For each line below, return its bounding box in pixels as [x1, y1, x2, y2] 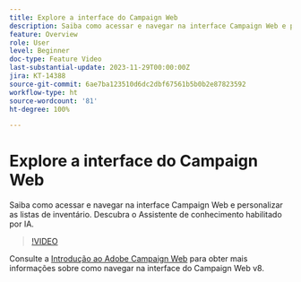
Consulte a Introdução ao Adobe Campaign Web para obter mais [9, 253, 248, 264]
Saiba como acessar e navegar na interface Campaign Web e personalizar [9, 200, 284, 210]
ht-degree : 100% [9, 105, 70, 114]
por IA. [9, 218, 34, 229]
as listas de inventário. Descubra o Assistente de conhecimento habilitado [9, 209, 282, 220]
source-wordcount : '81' [9, 96, 99, 106]
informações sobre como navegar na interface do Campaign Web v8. [9, 263, 264, 274]
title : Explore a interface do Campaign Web [9, 13, 178, 22]
